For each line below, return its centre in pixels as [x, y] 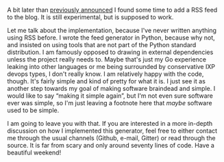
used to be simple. [33, 110]
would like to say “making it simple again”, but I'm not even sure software [110, 96]
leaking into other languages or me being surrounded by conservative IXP [111, 67]
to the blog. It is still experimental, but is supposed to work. [90, 17]
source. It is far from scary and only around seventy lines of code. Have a [111, 145]
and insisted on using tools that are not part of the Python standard [102, 45]
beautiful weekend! [34, 152]
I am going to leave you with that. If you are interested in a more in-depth [110, 123]
